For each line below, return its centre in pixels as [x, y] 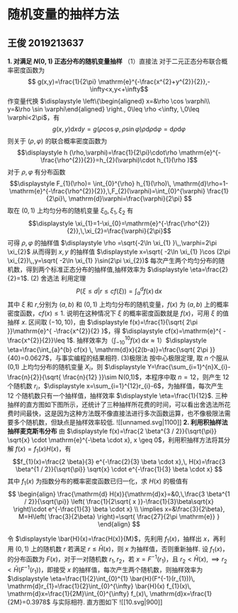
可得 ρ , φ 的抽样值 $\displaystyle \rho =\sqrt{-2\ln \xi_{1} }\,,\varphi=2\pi [112, 242]
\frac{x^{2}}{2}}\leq [36, 340]
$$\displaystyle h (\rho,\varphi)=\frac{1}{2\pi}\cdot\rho [97, 152]
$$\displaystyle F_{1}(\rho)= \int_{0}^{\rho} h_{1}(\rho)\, [91, 184]
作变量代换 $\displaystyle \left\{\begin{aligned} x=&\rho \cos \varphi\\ [109, 101]
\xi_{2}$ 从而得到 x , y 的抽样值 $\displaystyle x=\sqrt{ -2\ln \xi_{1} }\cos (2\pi [119, 252]
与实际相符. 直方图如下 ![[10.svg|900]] [107, 602]
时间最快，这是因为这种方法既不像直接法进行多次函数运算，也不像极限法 [119, 414]
